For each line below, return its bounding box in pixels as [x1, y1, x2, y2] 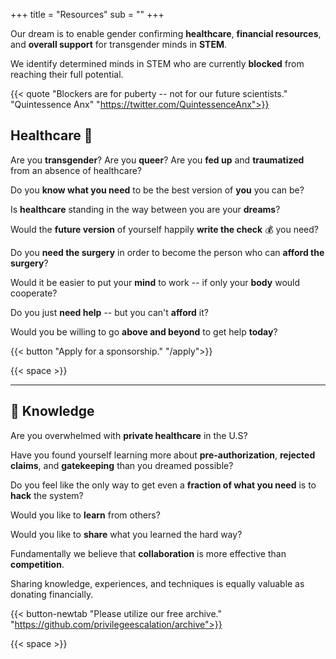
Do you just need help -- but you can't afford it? [10, 306, 209, 318]
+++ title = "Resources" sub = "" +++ [10, 9, 165, 20]
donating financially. [10, 588, 94, 600]
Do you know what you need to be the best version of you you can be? [10, 184, 305, 196]
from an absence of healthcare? [10, 164, 142, 176]
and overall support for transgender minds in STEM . [10, 39, 227, 50]
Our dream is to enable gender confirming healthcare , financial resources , [10, 28, 322, 39]
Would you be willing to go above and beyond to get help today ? [10, 325, 278, 338]
